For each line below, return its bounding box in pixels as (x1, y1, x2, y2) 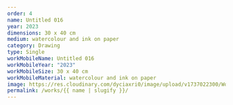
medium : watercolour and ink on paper (7, 36, 119, 43)
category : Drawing (7, 42, 60, 49)
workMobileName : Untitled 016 (7, 55, 95, 62)
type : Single (7, 49, 45, 56)
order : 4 (7, 10, 33, 17)
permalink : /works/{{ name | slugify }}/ (7, 87, 129, 94)
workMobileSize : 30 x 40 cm (7, 68, 89, 75)
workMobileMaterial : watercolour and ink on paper (7, 74, 157, 82)
